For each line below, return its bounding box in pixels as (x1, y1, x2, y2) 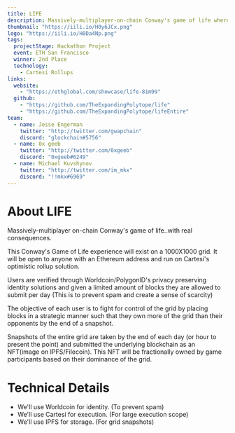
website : (13, 82, 39, 89)
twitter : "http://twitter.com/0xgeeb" (20, 147, 133, 154)
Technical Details (7, 380, 110, 396)
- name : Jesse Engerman (13, 121, 83, 128)
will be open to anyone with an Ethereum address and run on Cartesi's (7, 255, 210, 263)
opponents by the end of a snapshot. (7, 319, 114, 328)
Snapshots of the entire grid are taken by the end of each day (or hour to (7, 333, 217, 341)
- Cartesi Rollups (20, 69, 73, 76)
